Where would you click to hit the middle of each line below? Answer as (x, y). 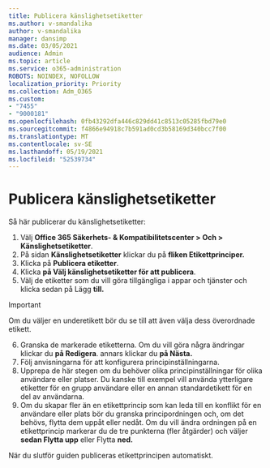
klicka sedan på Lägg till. (62, 290)
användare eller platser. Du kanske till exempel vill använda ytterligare (137, 380)
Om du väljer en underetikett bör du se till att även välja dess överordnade (132, 320)
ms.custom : (27, 99)
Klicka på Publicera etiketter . (69, 264)
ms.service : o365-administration (65, 69)
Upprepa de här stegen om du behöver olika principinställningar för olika (141, 371)
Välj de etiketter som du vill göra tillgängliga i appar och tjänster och (133, 281)
